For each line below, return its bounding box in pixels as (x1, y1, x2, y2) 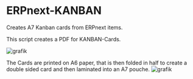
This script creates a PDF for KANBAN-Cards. (6, 35, 121, 43)
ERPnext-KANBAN (6, 4, 102, 18)
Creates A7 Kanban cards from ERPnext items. (6, 24, 123, 31)
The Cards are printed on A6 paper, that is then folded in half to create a (6, 59, 188, 66)
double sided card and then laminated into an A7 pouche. (6, 65, 150, 73)
